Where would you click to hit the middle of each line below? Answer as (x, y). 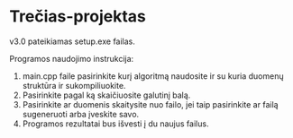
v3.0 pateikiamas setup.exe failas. (72, 41)
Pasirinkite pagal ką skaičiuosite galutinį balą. (106, 95)
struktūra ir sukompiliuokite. (74, 85)
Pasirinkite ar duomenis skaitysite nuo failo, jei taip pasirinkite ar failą (150, 104)
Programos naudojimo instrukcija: (72, 58)
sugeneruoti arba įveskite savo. (81, 114)
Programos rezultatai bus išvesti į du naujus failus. (115, 124)
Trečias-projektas (78, 17)
